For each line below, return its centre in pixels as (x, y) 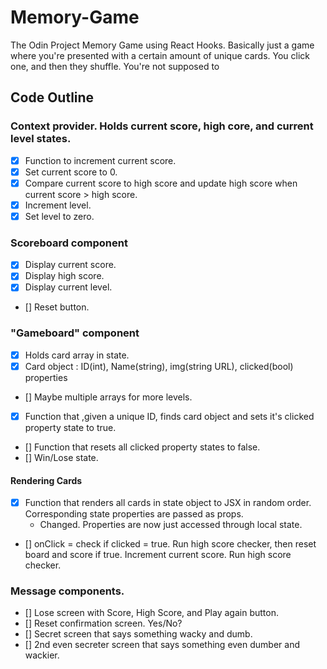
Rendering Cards (46, 480)
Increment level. (58, 205)
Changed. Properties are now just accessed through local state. (171, 525)
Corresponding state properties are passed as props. (134, 514)
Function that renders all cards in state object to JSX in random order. (168, 503)
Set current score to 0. (71, 172)
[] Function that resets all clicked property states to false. (142, 447)
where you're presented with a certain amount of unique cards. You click (160, 55)
